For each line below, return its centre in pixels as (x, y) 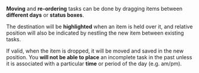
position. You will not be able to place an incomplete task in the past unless (99, 57)
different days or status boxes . (45, 15)
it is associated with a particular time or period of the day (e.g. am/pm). (94, 63)
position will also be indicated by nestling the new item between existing (95, 33)
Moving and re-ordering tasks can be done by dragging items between (94, 9)
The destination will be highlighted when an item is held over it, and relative (99, 27)
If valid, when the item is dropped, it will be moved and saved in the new (95, 51)
